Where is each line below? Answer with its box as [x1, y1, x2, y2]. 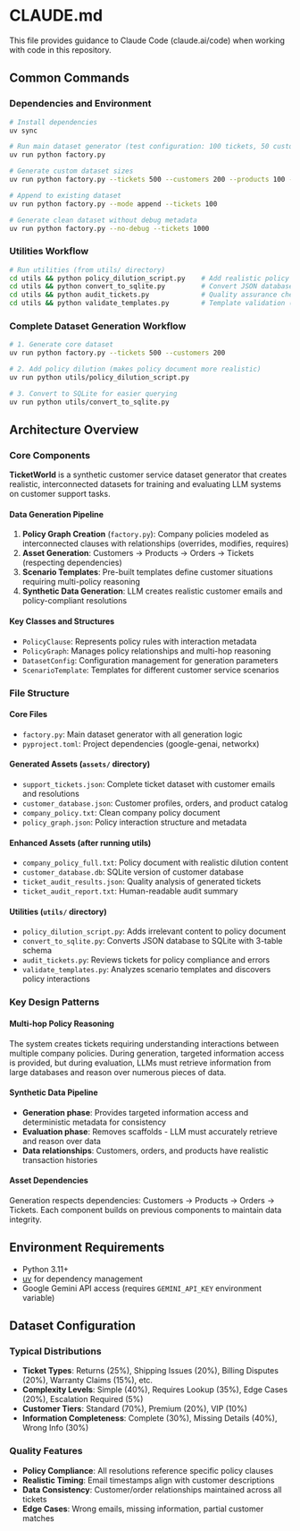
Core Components [9, 449, 91, 461]
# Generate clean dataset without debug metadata [9, 216, 198, 225]
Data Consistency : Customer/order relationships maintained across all [21, 1484, 282, 1495]
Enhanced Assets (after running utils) [9, 837, 152, 848]
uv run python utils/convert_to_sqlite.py [9, 398, 170, 406]
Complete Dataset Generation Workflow [9, 320, 187, 332]
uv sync [9, 126, 38, 135]
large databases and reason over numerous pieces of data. [9, 1066, 227, 1077]
